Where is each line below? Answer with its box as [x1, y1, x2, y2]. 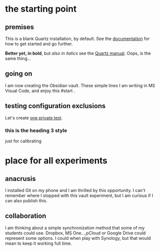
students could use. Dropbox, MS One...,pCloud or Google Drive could [5, 230, 146, 236]
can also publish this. [5, 197, 48, 203]
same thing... [5, 56, 31, 61]
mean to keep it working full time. [5, 240, 72, 246]
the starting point [5, 3, 77, 15]
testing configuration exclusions [5, 102, 106, 110]
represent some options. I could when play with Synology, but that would [5, 235, 151, 241]
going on [5, 70, 33, 78]
